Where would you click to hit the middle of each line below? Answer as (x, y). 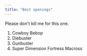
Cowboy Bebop (27, 33)
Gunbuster (22, 43)
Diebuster (22, 38)
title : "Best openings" (29, 9)
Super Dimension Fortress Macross (47, 48)
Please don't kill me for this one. (37, 23)
